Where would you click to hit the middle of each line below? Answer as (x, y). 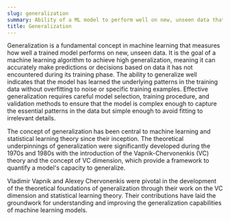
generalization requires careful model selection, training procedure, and (108, 96)
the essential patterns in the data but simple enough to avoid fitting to (105, 111)
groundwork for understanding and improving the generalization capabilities (114, 203)
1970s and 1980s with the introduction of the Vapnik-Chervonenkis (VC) (108, 153)
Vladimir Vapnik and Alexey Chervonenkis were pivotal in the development (112, 181)
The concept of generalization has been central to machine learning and (109, 131)
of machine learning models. (47, 210)
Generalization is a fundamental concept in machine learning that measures (114, 46)
